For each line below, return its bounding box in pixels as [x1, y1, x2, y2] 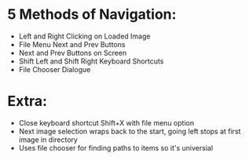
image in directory [18, 135, 78, 144]
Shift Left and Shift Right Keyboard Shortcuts [18, 56, 164, 66]
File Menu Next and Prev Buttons [18, 39, 126, 49]
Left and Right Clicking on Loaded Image [18, 31, 151, 41]
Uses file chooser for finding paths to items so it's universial [18, 143, 214, 152]
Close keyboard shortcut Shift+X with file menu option [18, 118, 194, 127]
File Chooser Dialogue [18, 64, 91, 74]
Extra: [7, 93, 48, 111]
